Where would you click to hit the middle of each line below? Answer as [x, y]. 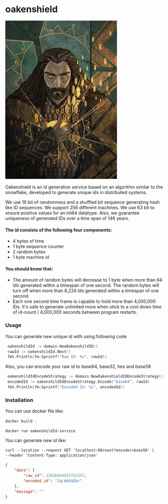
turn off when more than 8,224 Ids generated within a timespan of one [86, 291]
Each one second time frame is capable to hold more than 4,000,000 [84, 301]
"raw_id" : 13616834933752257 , [55, 475]
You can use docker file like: [35, 411]
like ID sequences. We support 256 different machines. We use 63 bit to [80, 207]
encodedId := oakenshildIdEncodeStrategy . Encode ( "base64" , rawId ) [79, 382]
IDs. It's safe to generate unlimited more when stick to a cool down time [87, 307]
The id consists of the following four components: [59, 230]
